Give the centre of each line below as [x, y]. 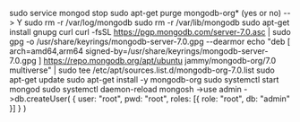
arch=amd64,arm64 [46, 51]
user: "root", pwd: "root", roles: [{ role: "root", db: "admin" [184, 99]
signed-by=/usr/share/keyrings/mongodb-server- [176, 51]
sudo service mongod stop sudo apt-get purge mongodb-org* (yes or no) [146, 13]
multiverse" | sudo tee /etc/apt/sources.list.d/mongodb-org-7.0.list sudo [142, 70]
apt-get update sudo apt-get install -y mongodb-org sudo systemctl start [144, 79]
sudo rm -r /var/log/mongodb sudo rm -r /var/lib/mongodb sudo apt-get [157, 22]
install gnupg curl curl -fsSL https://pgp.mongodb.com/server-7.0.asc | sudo [150, 32]
